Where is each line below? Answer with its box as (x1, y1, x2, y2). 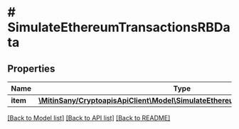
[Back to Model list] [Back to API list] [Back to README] (7, 114, 171, 122)
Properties (7, 62, 55, 74)
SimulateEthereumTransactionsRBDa (7, 19, 230, 35)
